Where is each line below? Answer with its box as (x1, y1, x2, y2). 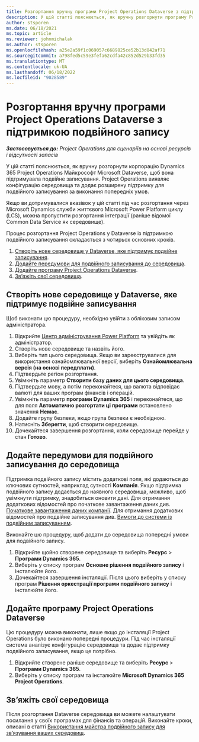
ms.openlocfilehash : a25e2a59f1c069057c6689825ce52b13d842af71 (6, 47, 166, 53)
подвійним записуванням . (6, 519, 72, 526)
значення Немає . (14, 408, 59, 415)
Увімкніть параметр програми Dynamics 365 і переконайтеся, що (14, 395, 183, 403)
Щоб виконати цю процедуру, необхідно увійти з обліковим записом (6, 314, 181, 322)
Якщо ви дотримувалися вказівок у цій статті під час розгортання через (6, 200, 189, 207)
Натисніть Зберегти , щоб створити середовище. (14, 420, 139, 428)
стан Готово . (14, 433, 47, 440)
